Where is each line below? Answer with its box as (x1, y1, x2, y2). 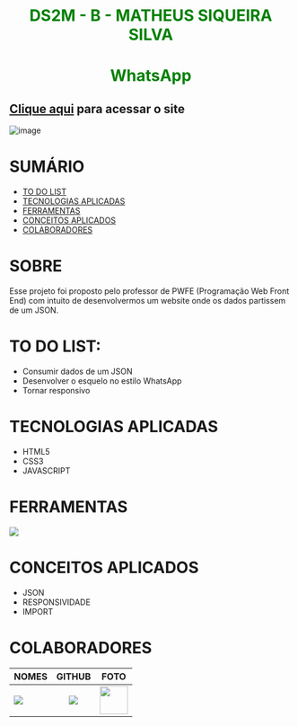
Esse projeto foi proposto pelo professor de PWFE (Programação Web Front (9, 286, 290, 297)
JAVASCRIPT (22, 465, 71, 476)
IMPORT (22, 606, 54, 616)
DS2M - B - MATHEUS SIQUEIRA (29, 5, 273, 26)
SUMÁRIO (9, 156, 85, 177)
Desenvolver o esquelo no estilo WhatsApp (22, 376, 182, 386)
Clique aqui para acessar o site (9, 101, 186, 117)
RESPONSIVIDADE (22, 597, 92, 607)
